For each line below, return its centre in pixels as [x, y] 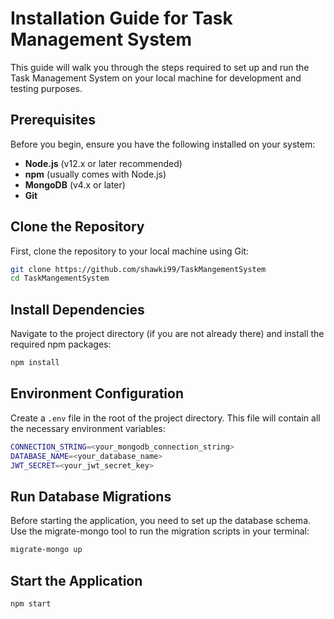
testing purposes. [46, 88]
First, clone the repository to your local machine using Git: [129, 251]
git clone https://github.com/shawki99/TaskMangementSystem [138, 269]
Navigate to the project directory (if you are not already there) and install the [167, 334]
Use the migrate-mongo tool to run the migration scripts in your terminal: [160, 531]
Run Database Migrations [91, 496]
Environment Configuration [97, 393]
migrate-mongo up [46, 550]
